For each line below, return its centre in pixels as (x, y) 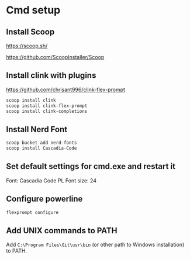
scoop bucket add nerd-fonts (42, 143)
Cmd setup (33, 10)
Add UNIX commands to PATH (62, 231)
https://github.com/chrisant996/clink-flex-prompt (66, 89)
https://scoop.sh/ (27, 46)
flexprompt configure (32, 212)
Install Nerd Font (37, 129)
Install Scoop (30, 32)
